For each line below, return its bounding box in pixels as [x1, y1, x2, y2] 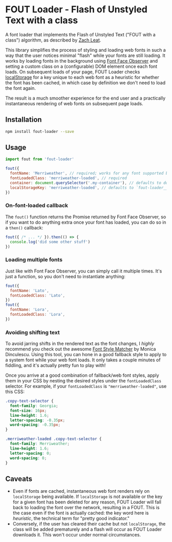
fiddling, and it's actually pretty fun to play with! [5, 362, 106, 369]
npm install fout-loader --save [5, 129, 74, 134]
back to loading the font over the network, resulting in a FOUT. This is [12, 505, 160, 511]
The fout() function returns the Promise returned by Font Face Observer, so [5, 214, 166, 220]
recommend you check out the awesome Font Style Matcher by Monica [5, 346, 156, 352]
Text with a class [5, 14, 78, 26]
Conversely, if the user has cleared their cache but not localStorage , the [12, 521, 166, 527]
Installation [5, 115, 42, 124]
